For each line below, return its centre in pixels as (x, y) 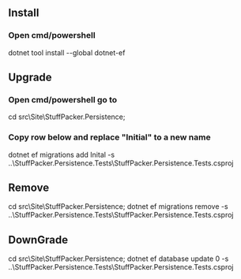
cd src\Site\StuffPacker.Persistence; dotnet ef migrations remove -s (118, 206)
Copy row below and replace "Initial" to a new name (109, 137)
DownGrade (38, 240)
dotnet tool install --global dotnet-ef (67, 52)
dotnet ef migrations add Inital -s (62, 154)
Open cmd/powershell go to (63, 100)
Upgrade (30, 78)
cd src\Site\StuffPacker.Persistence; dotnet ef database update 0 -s (119, 259)
